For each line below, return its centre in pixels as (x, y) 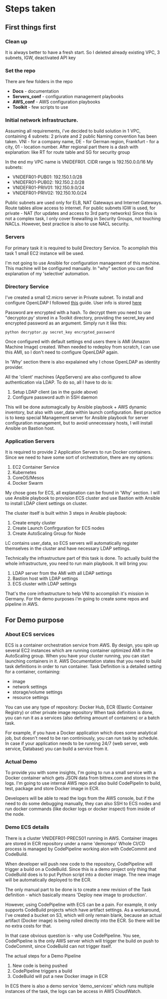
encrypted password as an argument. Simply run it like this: (66, 323)
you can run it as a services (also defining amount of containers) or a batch (83, 718)
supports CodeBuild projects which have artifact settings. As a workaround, (83, 910)
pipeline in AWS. (22, 604)
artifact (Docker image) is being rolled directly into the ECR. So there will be (83, 920)
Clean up (16, 42)
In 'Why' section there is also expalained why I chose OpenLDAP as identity (83, 362)
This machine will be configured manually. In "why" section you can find (79, 268)
